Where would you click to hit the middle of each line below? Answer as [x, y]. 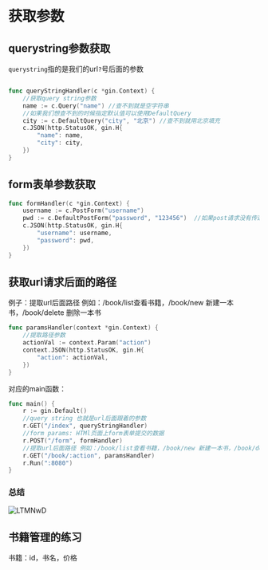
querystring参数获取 [59, 48]
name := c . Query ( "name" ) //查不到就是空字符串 [96, 106]
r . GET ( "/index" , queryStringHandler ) [85, 426]
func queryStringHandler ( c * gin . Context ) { [82, 91]
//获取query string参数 [60, 98]
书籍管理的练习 [45, 537]
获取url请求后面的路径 [63, 282]
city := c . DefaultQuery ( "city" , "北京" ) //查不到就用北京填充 [122, 120]
